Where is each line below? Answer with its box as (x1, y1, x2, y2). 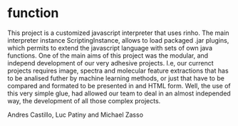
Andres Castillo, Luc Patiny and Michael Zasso (7, 110, 144, 119)
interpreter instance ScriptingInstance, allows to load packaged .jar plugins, (7, 36, 229, 44)
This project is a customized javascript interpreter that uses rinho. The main (7, 28, 229, 37)
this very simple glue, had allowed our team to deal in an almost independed (7, 89, 232, 98)
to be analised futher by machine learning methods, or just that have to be (7, 73, 224, 83)
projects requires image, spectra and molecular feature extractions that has (7, 66, 229, 75)
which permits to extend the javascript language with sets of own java (7, 43, 212, 52)
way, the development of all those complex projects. (7, 96, 161, 105)
